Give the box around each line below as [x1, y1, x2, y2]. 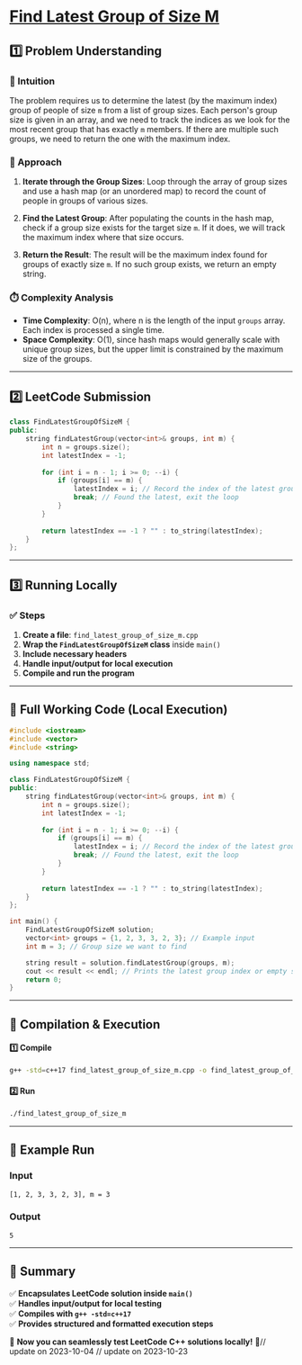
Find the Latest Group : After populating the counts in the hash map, [22, 213, 274, 224]
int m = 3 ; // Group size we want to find [25, 942, 187, 951]
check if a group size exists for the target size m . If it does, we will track [22, 222, 286, 233]
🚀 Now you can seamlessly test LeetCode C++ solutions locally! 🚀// [9, 1336, 267, 1347]
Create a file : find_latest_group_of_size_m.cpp [22, 629, 199, 640]
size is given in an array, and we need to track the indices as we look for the [9, 114, 290, 125]
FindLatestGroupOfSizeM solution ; [25, 925, 155, 935]
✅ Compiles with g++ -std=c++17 [9, 1307, 132, 1319]
